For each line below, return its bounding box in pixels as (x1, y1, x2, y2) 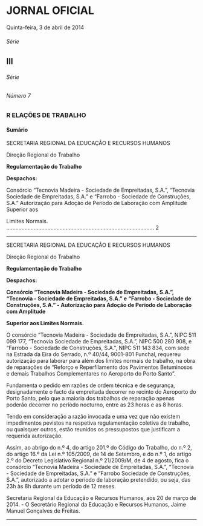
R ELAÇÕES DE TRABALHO (6, 110, 86, 119)
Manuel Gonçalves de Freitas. (6, 507, 80, 514)
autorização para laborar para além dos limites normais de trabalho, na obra (6, 357, 195, 365)
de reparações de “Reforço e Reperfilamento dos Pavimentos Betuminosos (6, 363, 193, 371)
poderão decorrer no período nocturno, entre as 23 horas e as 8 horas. (6, 401, 183, 408)
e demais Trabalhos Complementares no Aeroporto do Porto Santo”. (6, 370, 176, 377)
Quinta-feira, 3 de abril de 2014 (6, 24, 85, 31)
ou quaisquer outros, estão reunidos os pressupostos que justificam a (6, 426, 180, 433)
